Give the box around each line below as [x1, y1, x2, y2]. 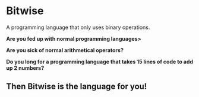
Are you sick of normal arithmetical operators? [6, 46, 124, 54]
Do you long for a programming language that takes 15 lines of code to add [6, 58, 194, 65]
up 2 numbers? [6, 64, 45, 72]
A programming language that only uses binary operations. [6, 24, 150, 31]
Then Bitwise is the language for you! [6, 82, 147, 92]
